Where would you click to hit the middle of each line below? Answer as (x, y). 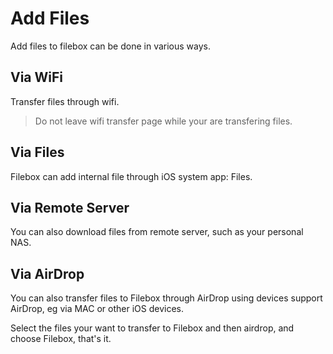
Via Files (37, 152)
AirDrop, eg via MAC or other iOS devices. (97, 309)
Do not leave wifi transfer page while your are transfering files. (163, 121)
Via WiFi (37, 77)
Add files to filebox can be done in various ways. (111, 46)
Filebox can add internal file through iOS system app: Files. (131, 176)
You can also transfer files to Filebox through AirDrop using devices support (166, 298)
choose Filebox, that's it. (61, 339)
